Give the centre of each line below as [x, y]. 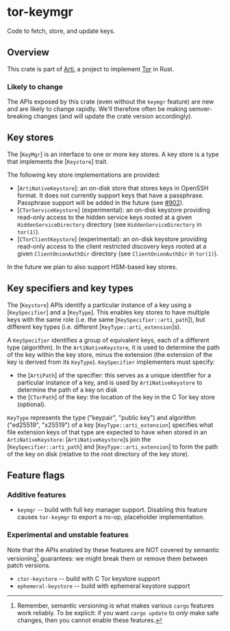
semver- [201, 109]
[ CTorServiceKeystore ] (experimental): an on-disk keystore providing [114, 210]
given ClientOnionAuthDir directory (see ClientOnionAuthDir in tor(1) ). [118, 253]
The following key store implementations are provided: [84, 175]
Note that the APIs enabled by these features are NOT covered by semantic [113, 549]
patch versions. [29, 565]
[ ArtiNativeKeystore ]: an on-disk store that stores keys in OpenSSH [113, 188]
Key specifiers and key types [70, 288]
